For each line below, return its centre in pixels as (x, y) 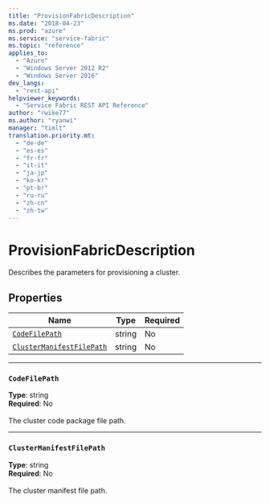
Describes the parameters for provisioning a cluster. (94, 272)
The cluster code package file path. (67, 421)
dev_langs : (27, 83)
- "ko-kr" (32, 181)
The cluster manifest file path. (58, 490)
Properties (35, 297)
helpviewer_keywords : (45, 98)
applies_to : (28, 53)
